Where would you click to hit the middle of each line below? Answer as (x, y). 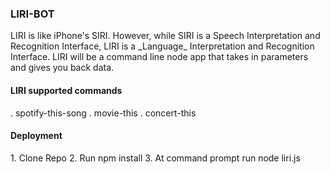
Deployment (36, 136)
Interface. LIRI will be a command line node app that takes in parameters (159, 57)
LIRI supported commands (66, 90)
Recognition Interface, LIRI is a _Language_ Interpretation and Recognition (162, 46)
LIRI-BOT (32, 14)
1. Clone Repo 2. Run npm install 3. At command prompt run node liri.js (155, 158)
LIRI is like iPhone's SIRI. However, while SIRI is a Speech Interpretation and (165, 36)
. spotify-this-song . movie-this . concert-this (103, 113)
